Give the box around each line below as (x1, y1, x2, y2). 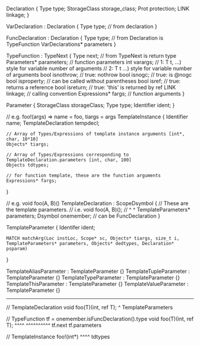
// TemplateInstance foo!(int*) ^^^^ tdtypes (6, 333, 110, 340)
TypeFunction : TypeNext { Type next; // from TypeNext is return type (6, 52, 177, 59)
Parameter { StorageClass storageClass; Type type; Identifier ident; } (6, 102, 175, 109)
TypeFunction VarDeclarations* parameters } (6, 41, 116, 48)
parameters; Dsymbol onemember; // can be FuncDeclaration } (6, 212, 161, 219)
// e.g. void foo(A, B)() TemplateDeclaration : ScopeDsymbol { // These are (6, 200, 189, 207)
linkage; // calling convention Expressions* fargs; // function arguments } (6, 90, 185, 97)
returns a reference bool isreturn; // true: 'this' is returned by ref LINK (6, 84, 176, 91)
